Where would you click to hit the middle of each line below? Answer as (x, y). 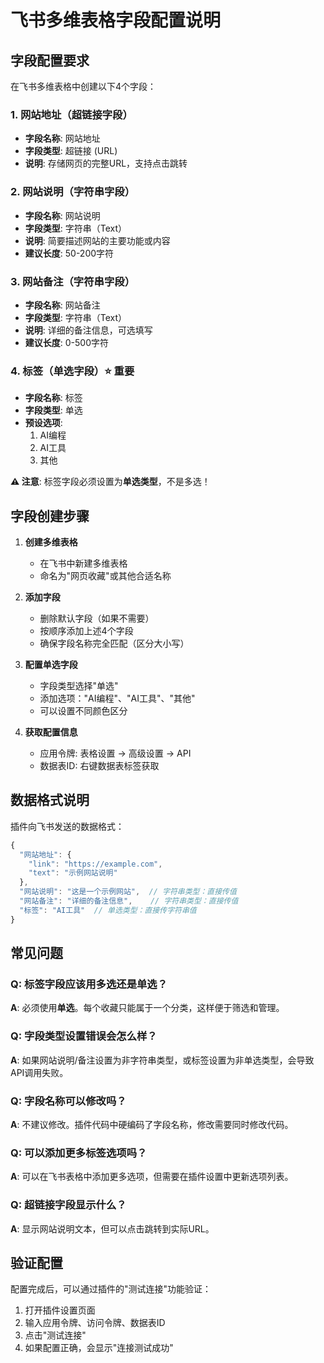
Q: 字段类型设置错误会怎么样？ (84, 1036)
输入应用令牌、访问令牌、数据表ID (95, 1323)
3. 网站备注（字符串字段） (73, 281)
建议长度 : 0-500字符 (67, 342)
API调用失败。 (39, 1072)
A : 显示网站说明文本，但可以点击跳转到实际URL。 (112, 1228)
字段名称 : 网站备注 (62, 305)
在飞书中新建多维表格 (83, 563)
